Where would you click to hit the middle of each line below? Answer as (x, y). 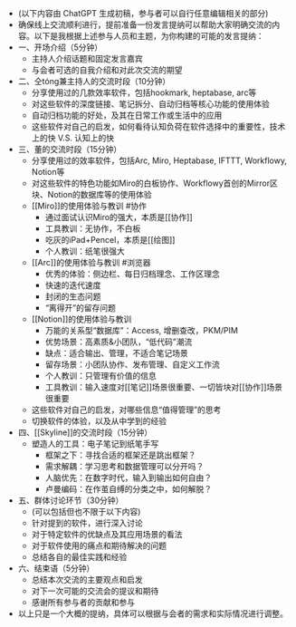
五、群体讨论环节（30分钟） (71, 500)
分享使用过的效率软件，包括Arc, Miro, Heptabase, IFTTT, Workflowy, (159, 160)
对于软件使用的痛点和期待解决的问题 (99, 545)
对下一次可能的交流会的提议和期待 (95, 591)
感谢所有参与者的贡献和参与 (83, 602)
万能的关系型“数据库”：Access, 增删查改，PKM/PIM (141, 330)
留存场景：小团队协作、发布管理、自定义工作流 (132, 364)
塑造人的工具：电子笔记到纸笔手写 (95, 444)
